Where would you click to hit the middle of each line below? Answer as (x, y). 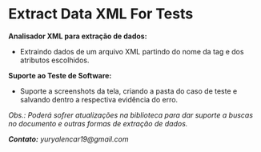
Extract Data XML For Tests (101, 14)
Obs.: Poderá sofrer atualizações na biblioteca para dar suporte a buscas (131, 115)
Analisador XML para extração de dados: (78, 36)
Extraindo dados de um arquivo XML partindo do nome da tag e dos (132, 51)
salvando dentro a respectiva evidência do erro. (99, 99)
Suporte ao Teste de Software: (60, 75)
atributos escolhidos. (54, 60)
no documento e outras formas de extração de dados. (98, 123)
